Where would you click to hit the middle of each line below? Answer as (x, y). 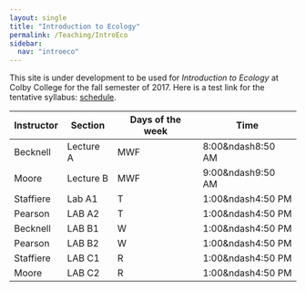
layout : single (38, 18)
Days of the (156, 120)
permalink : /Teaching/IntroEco (69, 35)
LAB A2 (83, 213)
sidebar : (26, 43)
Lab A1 (82, 199)
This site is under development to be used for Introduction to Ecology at (144, 78)
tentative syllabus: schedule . (63, 98)
